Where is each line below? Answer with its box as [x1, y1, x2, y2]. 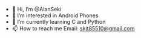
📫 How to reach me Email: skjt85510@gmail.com [11, 25, 135, 32]
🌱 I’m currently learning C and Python [11, 18, 106, 25]
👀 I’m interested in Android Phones [11, 12, 99, 19]
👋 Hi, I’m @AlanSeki [11, 6, 62, 12]
